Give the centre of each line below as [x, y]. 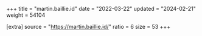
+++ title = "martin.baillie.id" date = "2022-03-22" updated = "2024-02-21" [101, 9]
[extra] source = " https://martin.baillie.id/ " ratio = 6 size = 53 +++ [89, 27]
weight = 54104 [26, 15]
